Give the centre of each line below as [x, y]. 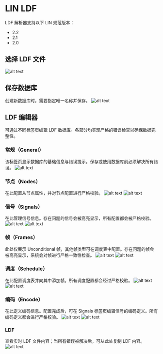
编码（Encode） [24, 299]
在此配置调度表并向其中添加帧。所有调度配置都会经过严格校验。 [69, 280]
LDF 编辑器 [21, 117]
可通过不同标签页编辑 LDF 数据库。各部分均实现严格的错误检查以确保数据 [78, 130]
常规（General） [24, 150]
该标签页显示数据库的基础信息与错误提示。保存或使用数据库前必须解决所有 [79, 161]
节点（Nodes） [23, 181]
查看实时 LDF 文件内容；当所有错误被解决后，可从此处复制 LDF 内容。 [75, 341]
